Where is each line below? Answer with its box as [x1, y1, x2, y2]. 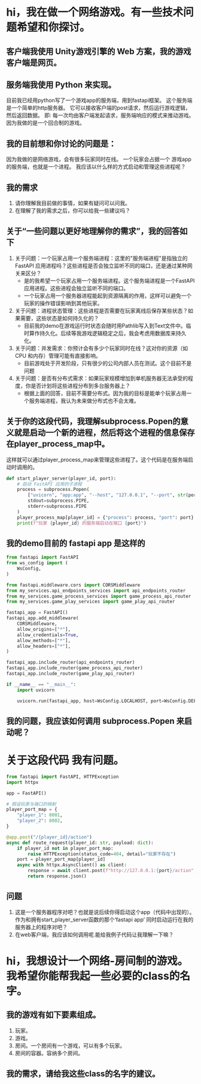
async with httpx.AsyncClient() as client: [17, 862, 127, 868]
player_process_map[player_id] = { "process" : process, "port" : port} [17, 514, 194, 520]
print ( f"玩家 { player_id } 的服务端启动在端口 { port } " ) [17, 520, 147, 526]
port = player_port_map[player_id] [17, 857, 106, 863]
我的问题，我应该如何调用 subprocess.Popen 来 [6, 715, 184, 726]
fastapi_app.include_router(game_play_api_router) [6, 670, 135, 677]
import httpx [6, 779, 39, 785]
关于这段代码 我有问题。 [6, 754, 124, 767]
